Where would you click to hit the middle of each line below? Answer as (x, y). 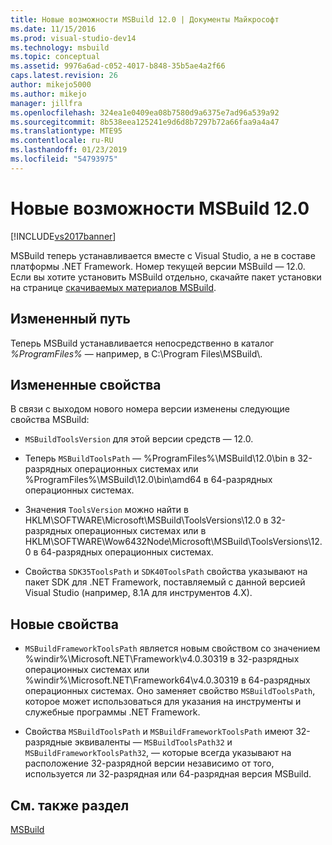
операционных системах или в (140, 531)
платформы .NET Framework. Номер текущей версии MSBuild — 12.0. (158, 266)
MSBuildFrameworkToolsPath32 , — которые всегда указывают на (158, 753)
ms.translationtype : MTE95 (66, 131)
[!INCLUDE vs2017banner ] (63, 236)
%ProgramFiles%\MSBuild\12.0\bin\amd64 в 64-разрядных (148, 480)
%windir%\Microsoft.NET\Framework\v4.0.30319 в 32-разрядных (162, 659)
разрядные (48, 742)
